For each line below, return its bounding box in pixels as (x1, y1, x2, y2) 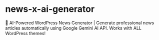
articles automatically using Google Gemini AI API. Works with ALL (5, 25, 141, 31)
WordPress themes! (5, 30, 46, 36)
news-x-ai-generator (5, 3, 95, 15)
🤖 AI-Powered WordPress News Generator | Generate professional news (5, 20, 154, 26)
